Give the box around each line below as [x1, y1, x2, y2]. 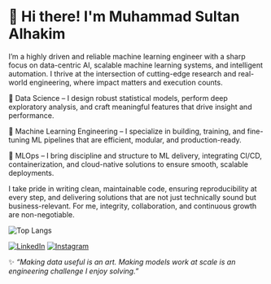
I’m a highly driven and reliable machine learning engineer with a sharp [8, 51, 246, 61]
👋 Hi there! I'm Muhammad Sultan [8, 7, 240, 26]
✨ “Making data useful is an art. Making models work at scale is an [8, 256, 236, 267]
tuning [8, 134, 30, 145]
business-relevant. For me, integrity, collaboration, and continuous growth [8, 201, 257, 211]
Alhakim [8, 24, 66, 43]
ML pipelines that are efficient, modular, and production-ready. [31, 134, 242, 145]
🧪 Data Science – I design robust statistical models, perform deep [8, 93, 228, 103]
